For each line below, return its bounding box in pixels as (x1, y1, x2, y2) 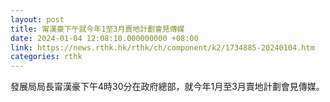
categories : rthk (10, 52, 83, 62)
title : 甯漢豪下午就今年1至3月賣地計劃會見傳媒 (10, 24, 185, 34)
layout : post (10, 14, 65, 25)
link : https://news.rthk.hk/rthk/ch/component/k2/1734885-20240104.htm (10, 42, 315, 53)
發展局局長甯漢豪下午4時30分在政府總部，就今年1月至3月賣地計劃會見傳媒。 (10, 81, 325, 93)
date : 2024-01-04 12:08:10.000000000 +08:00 (10, 33, 199, 43)
